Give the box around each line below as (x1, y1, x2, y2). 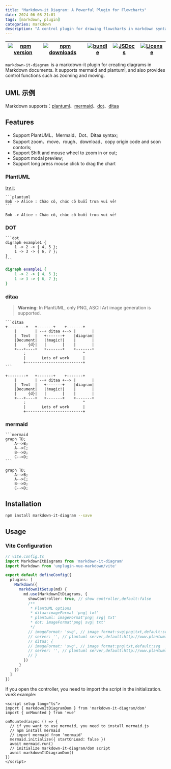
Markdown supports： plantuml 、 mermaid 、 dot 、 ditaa (5, 103, 119, 109)
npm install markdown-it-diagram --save (5, 513, 93, 518)
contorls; (12, 144, 32, 150)
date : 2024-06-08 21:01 (5, 12, 56, 17)
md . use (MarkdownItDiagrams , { (23, 591, 88, 596)
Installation (5, 499, 42, 508)
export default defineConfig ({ (5, 573, 72, 578)
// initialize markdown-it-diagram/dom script (10, 746, 110, 751)
